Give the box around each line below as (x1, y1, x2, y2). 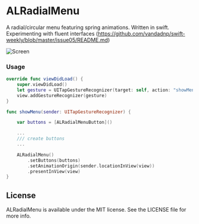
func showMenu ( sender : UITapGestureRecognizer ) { (6, 108, 131, 115)
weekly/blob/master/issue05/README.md (6, 36, 108, 43)
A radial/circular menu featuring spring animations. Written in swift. (6, 24, 170, 31)
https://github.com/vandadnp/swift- (97, 30, 185, 37)
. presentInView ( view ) (27, 168, 81, 174)
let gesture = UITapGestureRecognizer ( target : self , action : (17, 87, 171, 93)
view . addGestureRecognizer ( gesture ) (17, 92, 108, 98)
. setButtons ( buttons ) (27, 157, 81, 164)
